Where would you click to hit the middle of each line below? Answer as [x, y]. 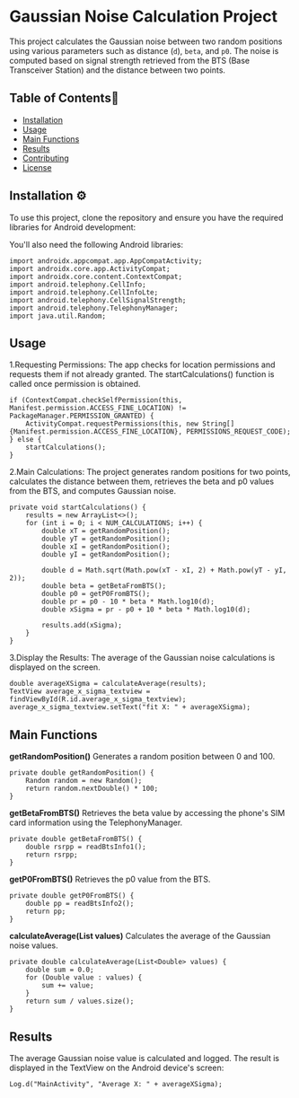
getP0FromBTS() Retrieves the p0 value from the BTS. [110, 879]
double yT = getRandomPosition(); [106, 539]
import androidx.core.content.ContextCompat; [96, 277]
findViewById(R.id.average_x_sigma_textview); [98, 699]
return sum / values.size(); [80, 1001]
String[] [218, 424]
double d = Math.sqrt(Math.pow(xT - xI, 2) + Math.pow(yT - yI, [164, 571]
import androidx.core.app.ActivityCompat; [90, 268]
